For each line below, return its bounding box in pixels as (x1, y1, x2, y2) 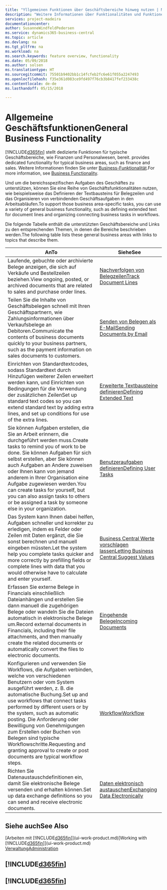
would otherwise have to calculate (7, 569, 88, 576)
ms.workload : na (5, 49, 39, 54)
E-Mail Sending (99, 324, 135, 331)
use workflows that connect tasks (7, 697, 86, 704)
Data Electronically (99, 793, 144, 800)
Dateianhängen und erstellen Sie (7, 596, 83, 603)
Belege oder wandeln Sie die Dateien (7, 609, 94, 616)
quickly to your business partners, (7, 340, 87, 347)
